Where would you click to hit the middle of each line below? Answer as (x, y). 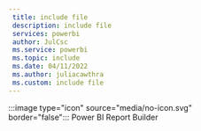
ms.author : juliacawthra (58, 75)
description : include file (62, 25)
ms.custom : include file (58, 83)
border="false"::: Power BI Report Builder (83, 117)
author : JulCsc (40, 42)
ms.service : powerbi (50, 50)
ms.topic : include (46, 58)
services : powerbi (46, 33)
